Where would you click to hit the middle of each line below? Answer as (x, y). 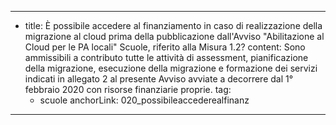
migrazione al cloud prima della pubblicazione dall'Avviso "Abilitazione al (174, 36)
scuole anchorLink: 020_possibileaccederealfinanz (144, 100)
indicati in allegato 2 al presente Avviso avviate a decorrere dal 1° (159, 79)
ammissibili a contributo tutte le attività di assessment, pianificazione (166, 57)
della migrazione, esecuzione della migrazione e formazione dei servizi (171, 68)
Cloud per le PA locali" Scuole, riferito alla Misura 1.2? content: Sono (165, 47)
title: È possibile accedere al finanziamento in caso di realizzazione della (173, 25)
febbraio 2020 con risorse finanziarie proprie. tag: (128, 89)
